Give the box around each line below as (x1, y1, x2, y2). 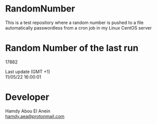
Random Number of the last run (5, 42, 139, 54)
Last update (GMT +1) (5, 68, 50, 74)
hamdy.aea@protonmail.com (5, 113, 65, 119)
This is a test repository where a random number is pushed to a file (5, 19, 144, 25)
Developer (5, 91, 49, 103)
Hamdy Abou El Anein (5, 108, 51, 114)
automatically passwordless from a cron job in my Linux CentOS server (5, 24, 152, 30)
